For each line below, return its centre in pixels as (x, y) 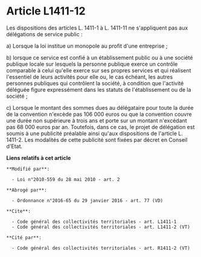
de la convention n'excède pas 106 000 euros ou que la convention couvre (99, 114)
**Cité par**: (24, 237)
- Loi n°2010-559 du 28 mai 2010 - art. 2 (66, 179)
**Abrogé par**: (27, 190)
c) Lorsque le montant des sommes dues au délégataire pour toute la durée (100, 107)
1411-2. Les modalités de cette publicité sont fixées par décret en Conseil (97, 139)
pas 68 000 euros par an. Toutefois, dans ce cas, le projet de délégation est (101, 127)
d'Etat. (14, 146)
